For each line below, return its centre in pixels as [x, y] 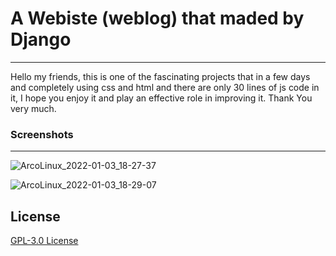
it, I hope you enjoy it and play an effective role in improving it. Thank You [161, 98]
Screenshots [42, 134]
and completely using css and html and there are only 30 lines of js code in [165, 87]
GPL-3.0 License [44, 241]
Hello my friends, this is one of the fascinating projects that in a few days [160, 76]
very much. [33, 108]
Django [41, 39]
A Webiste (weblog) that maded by [157, 18]
